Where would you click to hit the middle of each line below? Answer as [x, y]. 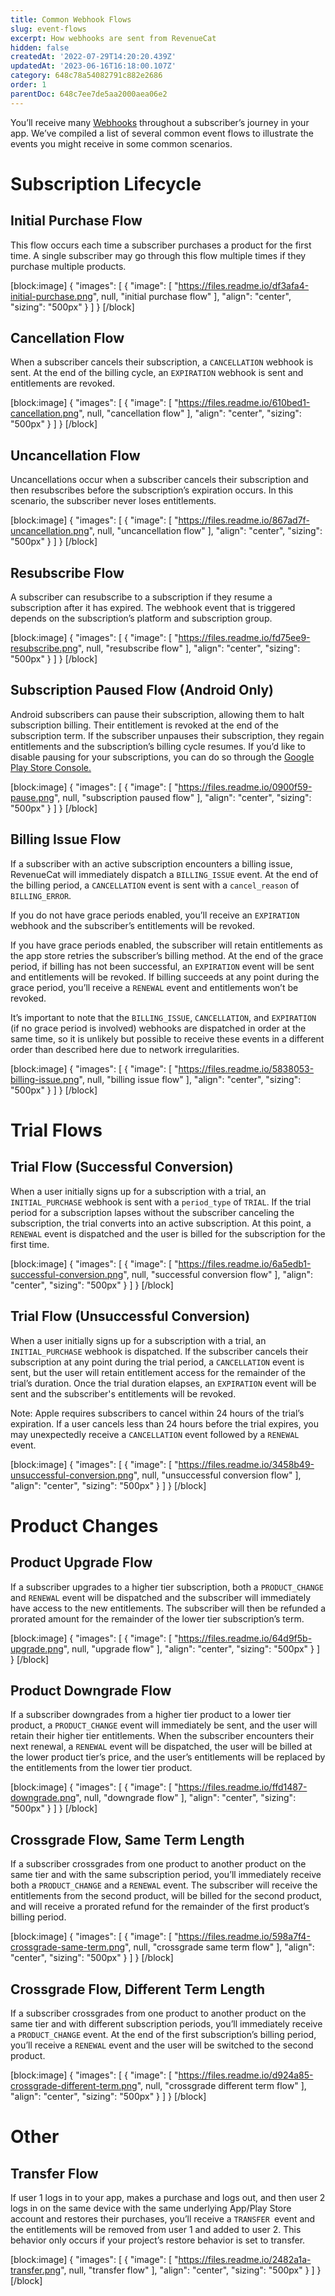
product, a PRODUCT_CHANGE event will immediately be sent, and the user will [164, 1725]
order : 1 [28, 85]
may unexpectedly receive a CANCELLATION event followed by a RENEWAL [155, 1434]
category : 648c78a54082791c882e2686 [86, 76]
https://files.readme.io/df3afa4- [244, 285]
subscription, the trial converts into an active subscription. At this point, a [161, 1223]
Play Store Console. [51, 767]
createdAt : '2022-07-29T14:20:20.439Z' [93, 57]
